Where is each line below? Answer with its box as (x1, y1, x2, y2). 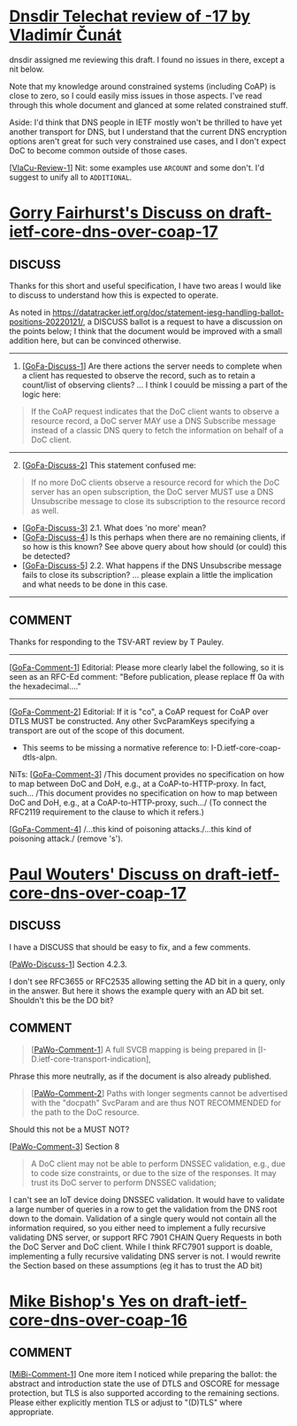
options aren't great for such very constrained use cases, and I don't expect (9, 136, 286, 146)
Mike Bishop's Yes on (9, 1291, 170, 1311)
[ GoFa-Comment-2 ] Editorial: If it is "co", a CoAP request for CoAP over (9, 706, 270, 717)
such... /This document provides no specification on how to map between (9, 787, 278, 799)
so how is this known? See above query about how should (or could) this (21, 541, 287, 551)
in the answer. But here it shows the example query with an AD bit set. (9, 986, 264, 996)
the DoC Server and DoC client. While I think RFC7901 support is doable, (9, 1241, 273, 1251)
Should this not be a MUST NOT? (9, 1124, 130, 1134)
